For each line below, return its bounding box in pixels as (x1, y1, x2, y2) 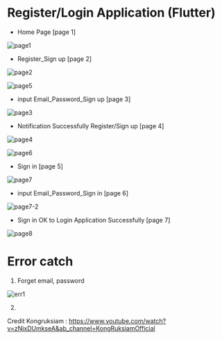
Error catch (7, 254, 74, 270)
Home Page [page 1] (17, 28, 76, 36)
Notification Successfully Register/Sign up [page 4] (17, 121, 164, 130)
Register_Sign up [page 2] (17, 54, 92, 63)
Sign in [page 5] (17, 162, 64, 171)
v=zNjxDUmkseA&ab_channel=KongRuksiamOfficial (7, 324, 155, 332)
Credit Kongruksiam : (7, 317, 68, 325)
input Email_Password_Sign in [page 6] (17, 189, 129, 197)
